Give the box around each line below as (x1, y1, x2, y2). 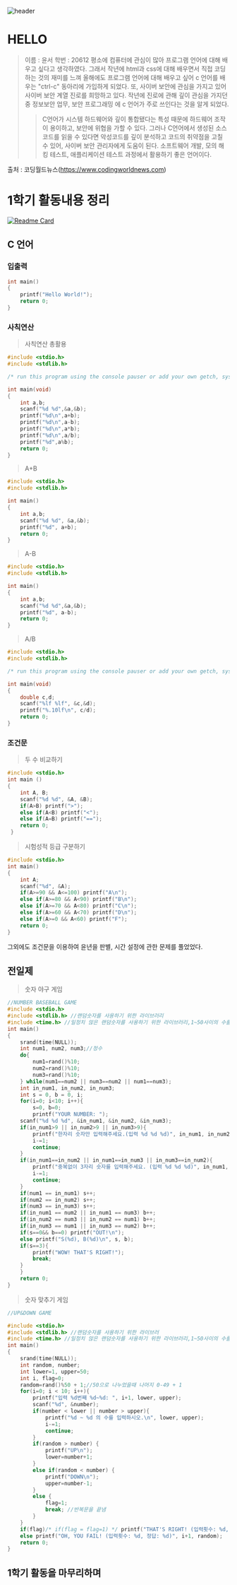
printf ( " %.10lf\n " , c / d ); (20, 707, 97, 714)
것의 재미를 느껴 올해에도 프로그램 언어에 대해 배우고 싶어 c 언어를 (37, 73, 219, 81)
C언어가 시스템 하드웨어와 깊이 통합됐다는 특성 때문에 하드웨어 (42, 114, 213, 123)
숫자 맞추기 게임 (24, 1295, 68, 1304)
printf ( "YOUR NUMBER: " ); (32, 1111, 109, 1118)
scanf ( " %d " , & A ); (20, 883, 71, 890)
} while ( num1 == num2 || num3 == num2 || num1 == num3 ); (20, 1078, 172, 1085)
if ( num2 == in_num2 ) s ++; (20, 1196, 97, 1203)
